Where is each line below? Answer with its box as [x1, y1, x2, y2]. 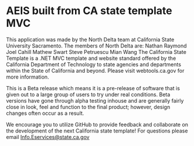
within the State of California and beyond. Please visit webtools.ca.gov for [6, 67, 185, 74]
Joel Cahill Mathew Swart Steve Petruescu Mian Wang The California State [6, 48, 186, 55]
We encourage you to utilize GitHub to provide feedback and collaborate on [6, 121, 189, 128]
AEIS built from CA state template [6, 4, 172, 18]
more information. [6, 73, 49, 80]
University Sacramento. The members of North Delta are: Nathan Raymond [6, 42, 187, 49]
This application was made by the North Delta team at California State [6, 36, 175, 43]
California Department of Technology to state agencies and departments [6, 60, 182, 68]
